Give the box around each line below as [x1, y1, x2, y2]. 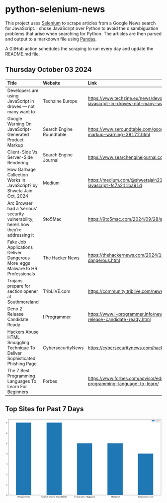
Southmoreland [7, 299, 39, 305]
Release [7, 311, 24, 317]
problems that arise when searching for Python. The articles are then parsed [5, 30, 162, 36]
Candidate [7, 316, 29, 323]
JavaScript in [7, 98, 34, 104]
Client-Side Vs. [7, 149, 39, 155]
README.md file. [5, 51, 40, 57]
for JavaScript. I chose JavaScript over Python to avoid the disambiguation [5, 25, 159, 31]
